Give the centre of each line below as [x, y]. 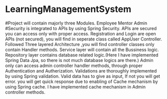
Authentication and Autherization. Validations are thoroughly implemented [81, 70]
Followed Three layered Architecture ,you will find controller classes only [80, 44]
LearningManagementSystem [68, 9]
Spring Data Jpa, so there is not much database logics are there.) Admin [79, 60]
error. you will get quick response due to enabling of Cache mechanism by [82, 81]
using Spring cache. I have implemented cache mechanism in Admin [76, 86]
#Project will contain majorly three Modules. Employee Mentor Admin [76, 23]
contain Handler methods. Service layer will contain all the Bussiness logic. [82, 49]
